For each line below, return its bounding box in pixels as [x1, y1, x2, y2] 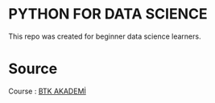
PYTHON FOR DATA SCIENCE [8, 5, 208, 23]
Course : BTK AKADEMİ [8, 86, 87, 96]
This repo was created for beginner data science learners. [8, 31, 201, 41]
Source [8, 60, 58, 78]
